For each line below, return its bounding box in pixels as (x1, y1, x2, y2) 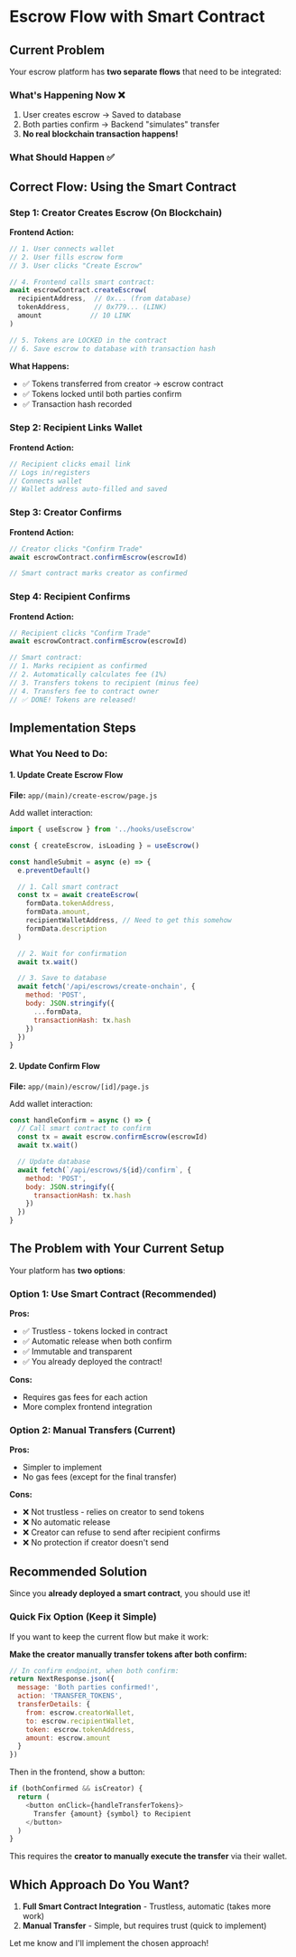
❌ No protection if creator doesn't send (22, 1537, 170, 1548)
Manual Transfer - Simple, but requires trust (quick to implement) (22, 1920, 267, 1932)
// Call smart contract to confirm (17, 1124, 152, 1133)
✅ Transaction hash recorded (22, 398, 133, 409)
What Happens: (9, 360, 69, 372)
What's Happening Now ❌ (9, 89, 125, 101)
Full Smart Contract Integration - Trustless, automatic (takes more (22, 1901, 272, 1912)
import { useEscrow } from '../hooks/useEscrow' (9, 825, 196, 834)
